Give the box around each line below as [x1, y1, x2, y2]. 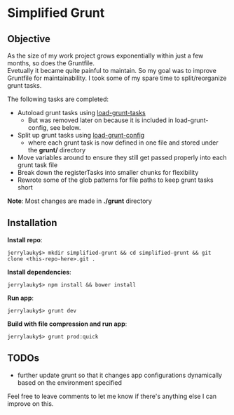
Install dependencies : [7, 268, 71, 276]
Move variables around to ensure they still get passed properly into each [17, 153, 227, 162]
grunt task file [17, 161, 58, 169]
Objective [7, 33, 51, 45]
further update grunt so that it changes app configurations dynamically [17, 371, 223, 379]
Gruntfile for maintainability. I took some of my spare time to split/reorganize [7, 74, 227, 82]
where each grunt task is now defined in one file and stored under [27, 138, 219, 147]
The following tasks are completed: [7, 95, 109, 103]
